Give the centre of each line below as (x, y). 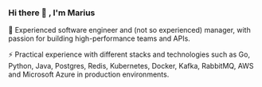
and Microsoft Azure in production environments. (89, 74)
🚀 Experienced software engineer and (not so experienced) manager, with (129, 30)
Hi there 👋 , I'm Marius (52, 13)
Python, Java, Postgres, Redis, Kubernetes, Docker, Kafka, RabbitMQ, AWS (131, 66)
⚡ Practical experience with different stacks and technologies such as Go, (129, 54)
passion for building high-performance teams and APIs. (100, 38)
